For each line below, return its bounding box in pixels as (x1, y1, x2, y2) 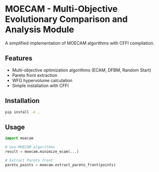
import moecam (5, 136, 34, 141)
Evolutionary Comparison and (5, 14, 128, 25)
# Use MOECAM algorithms (5, 145, 55, 150)
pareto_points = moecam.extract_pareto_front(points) (5, 162, 116, 167)
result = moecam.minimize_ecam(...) (5, 149, 79, 154)
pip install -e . (5, 109, 40, 115)
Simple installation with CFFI (12, 83, 69, 88)
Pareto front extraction (12, 72, 58, 78)
